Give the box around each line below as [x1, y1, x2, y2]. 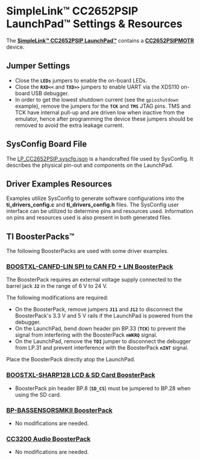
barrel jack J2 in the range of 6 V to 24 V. [6, 282, 108, 290]
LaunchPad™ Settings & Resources [6, 17, 183, 31]
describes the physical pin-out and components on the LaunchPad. [6, 161, 173, 169]
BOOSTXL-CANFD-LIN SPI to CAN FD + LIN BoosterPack [6, 263, 173, 271]
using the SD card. [14, 391, 61, 398]
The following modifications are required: [6, 294, 108, 302]
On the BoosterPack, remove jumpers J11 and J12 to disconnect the [14, 306, 183, 313]
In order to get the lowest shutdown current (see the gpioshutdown [14, 96, 179, 103]
